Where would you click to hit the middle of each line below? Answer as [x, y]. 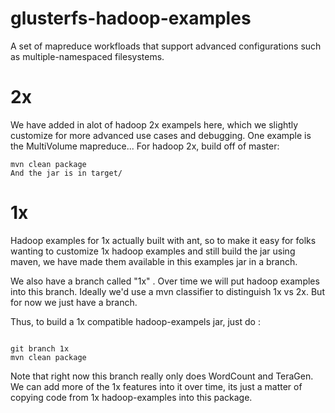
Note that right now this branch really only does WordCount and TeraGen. [162, 376]
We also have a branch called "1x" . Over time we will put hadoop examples [165, 281]
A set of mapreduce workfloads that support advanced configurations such [166, 46]
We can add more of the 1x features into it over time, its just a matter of [156, 386]
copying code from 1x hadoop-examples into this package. [131, 397]
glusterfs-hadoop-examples [131, 18]
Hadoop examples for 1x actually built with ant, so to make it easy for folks [163, 240]
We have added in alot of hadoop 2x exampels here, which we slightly [154, 124]
